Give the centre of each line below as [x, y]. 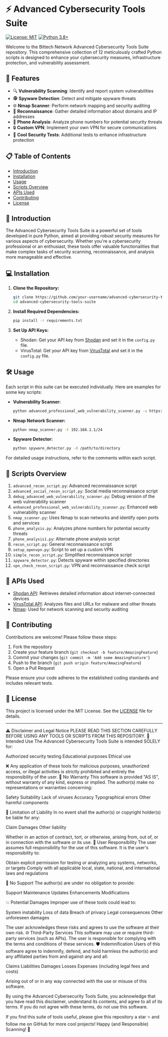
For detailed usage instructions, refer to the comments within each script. [81, 458]
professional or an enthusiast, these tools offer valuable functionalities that [82, 246]
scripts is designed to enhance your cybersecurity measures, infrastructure [83, 57]
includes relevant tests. [30, 683]
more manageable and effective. [39, 257]
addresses [24, 116]
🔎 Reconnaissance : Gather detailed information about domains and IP [85, 111]
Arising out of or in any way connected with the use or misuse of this [76, 981]
